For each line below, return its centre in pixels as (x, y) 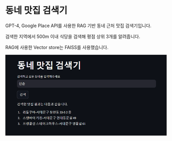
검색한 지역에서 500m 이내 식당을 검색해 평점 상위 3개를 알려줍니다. (73, 36)
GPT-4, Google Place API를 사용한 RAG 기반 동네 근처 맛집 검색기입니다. (79, 26)
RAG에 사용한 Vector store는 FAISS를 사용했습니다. (57, 47)
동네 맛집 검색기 (36, 10)
